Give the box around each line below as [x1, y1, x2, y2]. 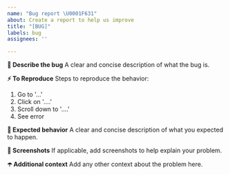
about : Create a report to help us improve [7, 17, 135, 23]
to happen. [7, 133, 38, 141]
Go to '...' [17, 90, 43, 99]
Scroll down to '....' [17, 105, 70, 114]
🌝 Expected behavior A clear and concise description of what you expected [7, 125, 224, 134]
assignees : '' [7, 36, 48, 43]
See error [17, 112, 45, 121]
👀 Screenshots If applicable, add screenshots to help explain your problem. [7, 146, 222, 155]
